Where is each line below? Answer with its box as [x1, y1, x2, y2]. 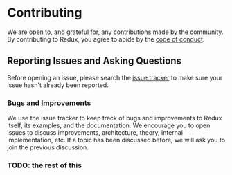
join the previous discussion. [7, 143, 89, 151]
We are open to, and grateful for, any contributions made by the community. [7, 28, 224, 36]
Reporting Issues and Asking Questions [7, 55, 182, 67]
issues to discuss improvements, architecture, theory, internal [7, 129, 184, 137]
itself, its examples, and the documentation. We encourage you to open [7, 121, 211, 129]
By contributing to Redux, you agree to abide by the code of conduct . [7, 35, 205, 43]
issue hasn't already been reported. [7, 81, 109, 89]
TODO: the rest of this [7, 160, 82, 170]
